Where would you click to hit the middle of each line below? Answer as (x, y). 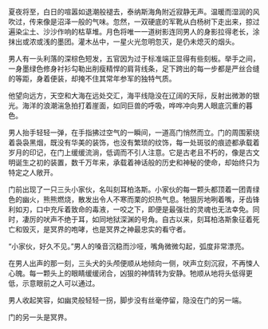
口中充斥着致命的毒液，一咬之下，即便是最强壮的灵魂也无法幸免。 (144, 209)
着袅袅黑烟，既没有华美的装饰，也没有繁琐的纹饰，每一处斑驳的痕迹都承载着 (134, 143)
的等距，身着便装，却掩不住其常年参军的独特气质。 (92, 79)
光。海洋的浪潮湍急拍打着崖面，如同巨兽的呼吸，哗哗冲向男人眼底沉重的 (127, 105)
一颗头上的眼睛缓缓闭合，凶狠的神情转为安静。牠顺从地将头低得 (140, 273)
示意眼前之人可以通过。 (61, 283)
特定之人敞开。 (33, 172)
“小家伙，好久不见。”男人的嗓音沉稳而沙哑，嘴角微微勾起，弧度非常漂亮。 (128, 246)
